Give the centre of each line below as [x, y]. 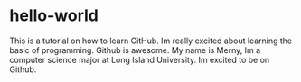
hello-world [54, 16]
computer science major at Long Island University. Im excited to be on [140, 59]
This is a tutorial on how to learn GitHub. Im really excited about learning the [150, 41]
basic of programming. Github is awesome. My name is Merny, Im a [135, 50]
